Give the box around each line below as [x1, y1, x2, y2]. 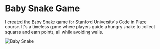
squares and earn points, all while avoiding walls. [5, 29, 104, 35]
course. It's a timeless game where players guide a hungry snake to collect [5, 24, 155, 29]
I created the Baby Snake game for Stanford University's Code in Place [5, 19, 147, 24]
